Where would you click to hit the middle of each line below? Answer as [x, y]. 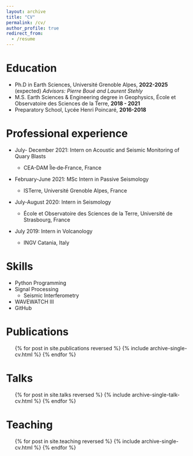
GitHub [23, 308]
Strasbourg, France [47, 220]
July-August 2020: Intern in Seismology [63, 202]
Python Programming [40, 283]
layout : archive [26, 12]
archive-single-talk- [156, 395]
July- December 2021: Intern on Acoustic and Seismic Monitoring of [97, 150]
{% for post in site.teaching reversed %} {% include [77, 441]
